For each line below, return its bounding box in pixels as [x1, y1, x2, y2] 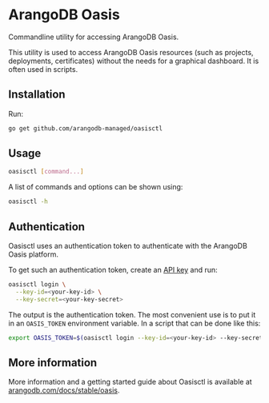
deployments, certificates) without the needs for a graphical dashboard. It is [8, 56, 259, 66]
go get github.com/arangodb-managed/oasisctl [8, 124, 163, 133]
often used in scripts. [8, 64, 78, 74]
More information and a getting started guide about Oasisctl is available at [8, 377, 252, 387]
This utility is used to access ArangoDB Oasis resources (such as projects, [8, 47, 254, 57]
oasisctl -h [8, 198, 48, 205]
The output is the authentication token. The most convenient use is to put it [8, 309, 256, 319]
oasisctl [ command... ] [8, 168, 84, 176]
